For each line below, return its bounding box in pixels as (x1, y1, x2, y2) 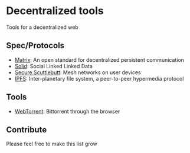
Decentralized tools (6, 4, 104, 18)
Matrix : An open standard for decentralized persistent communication (14, 56, 184, 63)
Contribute (6, 125, 47, 135)
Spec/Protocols (6, 41, 65, 51)
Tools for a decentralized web (6, 24, 78, 31)
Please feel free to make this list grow (6, 140, 97, 148)
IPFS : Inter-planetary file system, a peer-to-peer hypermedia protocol (14, 75, 184, 82)
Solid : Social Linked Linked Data (14, 62, 93, 69)
